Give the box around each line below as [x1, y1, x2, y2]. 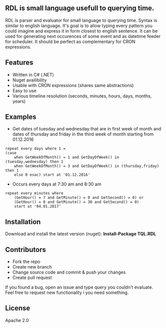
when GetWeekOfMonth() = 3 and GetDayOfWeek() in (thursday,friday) [14, 163, 160, 169]
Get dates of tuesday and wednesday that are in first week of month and [12, 126, 162, 132]
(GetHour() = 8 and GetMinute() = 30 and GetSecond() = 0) [14, 199, 140, 204]
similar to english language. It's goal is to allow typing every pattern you [5, 22, 153, 28]
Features [5, 58, 33, 67]
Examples [5, 112, 36, 121]
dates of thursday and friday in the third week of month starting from [12, 131, 154, 137]
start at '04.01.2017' [14, 204, 61, 209]
